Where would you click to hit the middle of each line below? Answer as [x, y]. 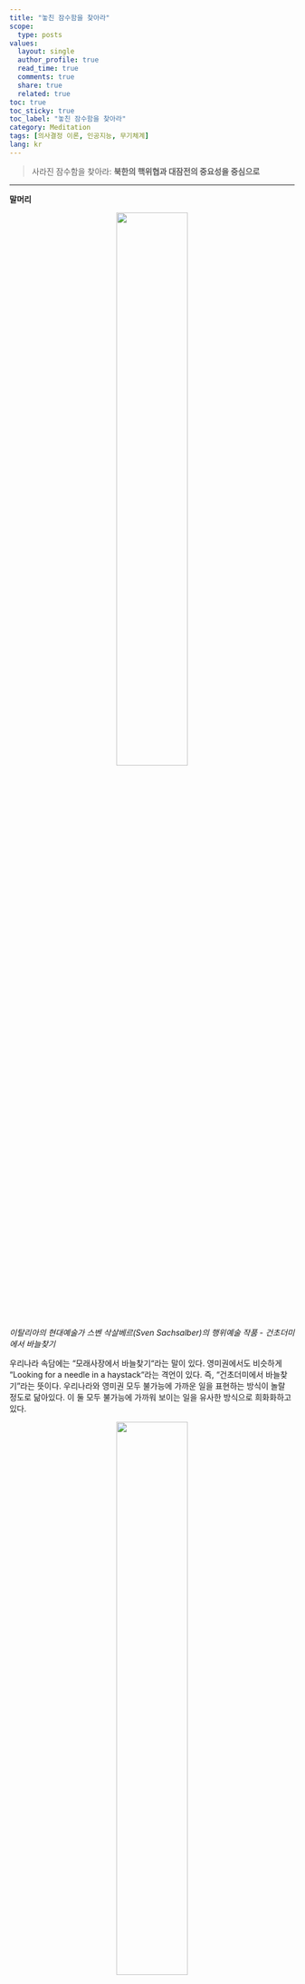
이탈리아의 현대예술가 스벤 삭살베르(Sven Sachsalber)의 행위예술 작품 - [137, 1332]
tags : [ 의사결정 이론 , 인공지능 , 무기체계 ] [79, 136]
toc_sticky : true [42, 111]
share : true [40, 85]
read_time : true [48, 69]
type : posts [40, 34]
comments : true [46, 77]
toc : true [28, 102]
